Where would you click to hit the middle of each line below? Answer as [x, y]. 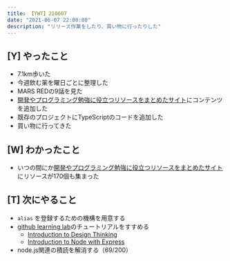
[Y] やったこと [38, 56]
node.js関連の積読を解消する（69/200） [75, 250]
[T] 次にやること [42, 200]
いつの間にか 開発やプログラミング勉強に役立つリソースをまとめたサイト [120, 167]
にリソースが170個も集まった [58, 176]
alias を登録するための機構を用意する [71, 217]
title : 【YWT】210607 [37, 13]
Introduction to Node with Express [76, 242]
